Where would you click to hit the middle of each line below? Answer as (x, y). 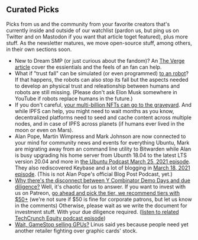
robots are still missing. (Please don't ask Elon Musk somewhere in (96, 92)
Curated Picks (33, 10)
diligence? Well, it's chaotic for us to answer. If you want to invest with (100, 187)
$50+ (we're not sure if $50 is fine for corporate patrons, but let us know (103, 199)
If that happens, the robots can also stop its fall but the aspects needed (101, 79)
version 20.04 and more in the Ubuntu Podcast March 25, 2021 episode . (103, 161)
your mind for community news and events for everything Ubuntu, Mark (102, 142)
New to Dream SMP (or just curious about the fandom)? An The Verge (100, 60)
